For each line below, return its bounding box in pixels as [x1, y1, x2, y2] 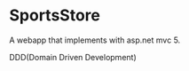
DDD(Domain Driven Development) [9, 51, 137, 62]
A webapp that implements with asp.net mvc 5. [9, 35, 181, 45]
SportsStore [9, 5, 100, 26]
